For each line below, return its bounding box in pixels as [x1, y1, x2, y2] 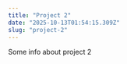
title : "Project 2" [8, 11, 72, 20]
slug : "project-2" [8, 26, 68, 34]
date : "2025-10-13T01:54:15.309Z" [8, 19, 121, 27]
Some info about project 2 [8, 48, 92, 57]
